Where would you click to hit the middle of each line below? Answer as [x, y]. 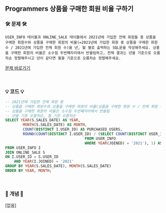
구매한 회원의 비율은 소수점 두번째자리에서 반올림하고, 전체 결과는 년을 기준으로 [81, 53]
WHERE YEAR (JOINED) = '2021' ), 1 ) [120, 143]
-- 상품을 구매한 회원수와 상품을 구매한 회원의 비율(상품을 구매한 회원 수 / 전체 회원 [82, 106]
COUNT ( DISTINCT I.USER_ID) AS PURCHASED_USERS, [73, 130]
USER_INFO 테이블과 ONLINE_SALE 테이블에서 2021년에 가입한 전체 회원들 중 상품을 [81, 37]
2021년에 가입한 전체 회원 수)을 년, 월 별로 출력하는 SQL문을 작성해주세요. [83, 48]
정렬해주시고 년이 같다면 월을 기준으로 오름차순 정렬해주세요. [67, 58]
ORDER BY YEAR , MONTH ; [28, 171]
